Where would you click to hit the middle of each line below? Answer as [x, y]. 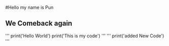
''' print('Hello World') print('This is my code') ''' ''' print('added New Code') [85, 36]
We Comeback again [39, 23]
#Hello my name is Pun [30, 7]
